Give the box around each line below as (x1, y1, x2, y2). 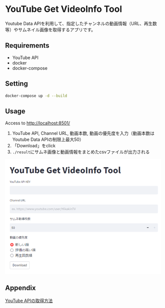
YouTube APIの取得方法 (5, 298, 53, 304)
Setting (5, 79, 28, 88)
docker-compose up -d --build (5, 93, 68, 98)
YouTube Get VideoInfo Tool (5, 3, 123, 15)
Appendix (5, 284, 36, 292)
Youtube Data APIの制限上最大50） (12, 136, 84, 142)
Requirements (5, 41, 49, 50)
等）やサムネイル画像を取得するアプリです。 (5, 26, 96, 33)
